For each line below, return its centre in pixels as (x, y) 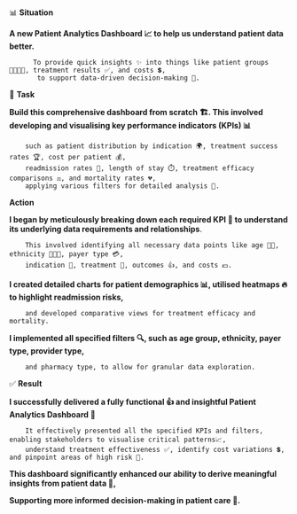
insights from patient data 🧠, (63, 483)
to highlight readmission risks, (66, 297)
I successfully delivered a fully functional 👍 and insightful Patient (133, 402)
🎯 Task (22, 94)
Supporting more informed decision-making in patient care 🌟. (125, 500)
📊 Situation (31, 12)
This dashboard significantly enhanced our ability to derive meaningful (143, 474)
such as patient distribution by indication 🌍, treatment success (152, 146)
